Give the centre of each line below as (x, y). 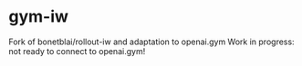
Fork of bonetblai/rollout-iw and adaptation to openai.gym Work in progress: (151, 42)
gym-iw (39, 17)
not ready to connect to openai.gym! (77, 51)
